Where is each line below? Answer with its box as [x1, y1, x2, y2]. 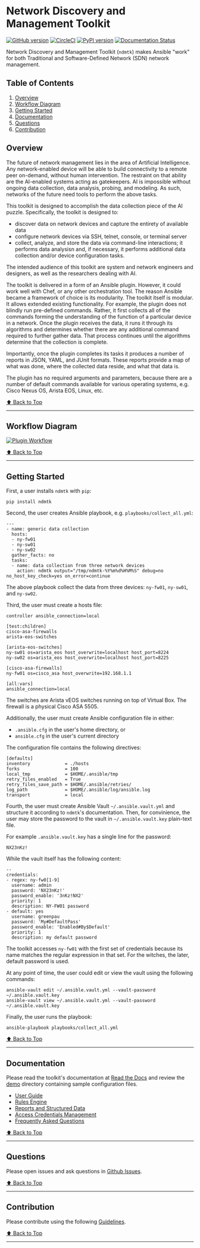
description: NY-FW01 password [11, 903, 89, 910]
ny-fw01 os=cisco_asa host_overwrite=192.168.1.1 [6, 670, 132, 677]
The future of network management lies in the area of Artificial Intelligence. [6, 159, 190, 166]
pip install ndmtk [6, 499, 52, 505]
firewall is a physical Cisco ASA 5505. [6, 703, 99, 710]
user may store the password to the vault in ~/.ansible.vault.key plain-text [6, 815, 192, 822]
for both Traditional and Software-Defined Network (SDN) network [6, 54, 170, 61]
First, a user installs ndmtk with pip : [6, 488, 92, 495]
